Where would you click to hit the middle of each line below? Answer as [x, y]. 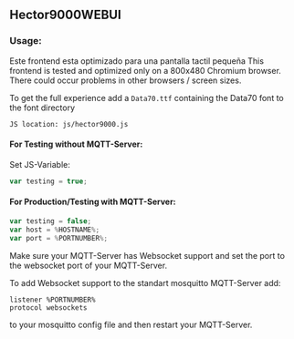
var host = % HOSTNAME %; [55, 230]
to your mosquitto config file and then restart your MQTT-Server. [131, 324]
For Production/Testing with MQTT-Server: [93, 202]
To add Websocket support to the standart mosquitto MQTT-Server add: [145, 282]
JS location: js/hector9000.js [69, 124]
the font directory [42, 108]
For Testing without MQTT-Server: [76, 144]
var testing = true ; [49, 181]
